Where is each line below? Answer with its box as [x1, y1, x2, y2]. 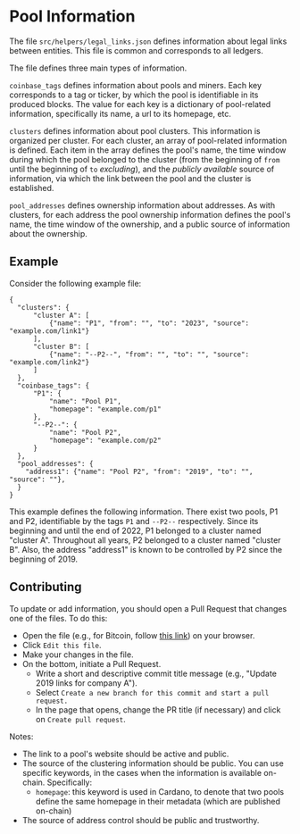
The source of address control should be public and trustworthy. [21, 814, 260, 825]
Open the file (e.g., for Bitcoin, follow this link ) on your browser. [21, 630, 255, 640]
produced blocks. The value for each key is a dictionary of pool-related [9, 98, 271, 109]
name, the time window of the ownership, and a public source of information [9, 219, 290, 229]
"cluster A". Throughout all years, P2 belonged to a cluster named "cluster [9, 534, 281, 546]
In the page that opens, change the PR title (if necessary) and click [35, 704, 281, 715]
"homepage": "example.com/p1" [48, 404, 162, 413]
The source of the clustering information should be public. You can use [21, 757, 284, 769]
